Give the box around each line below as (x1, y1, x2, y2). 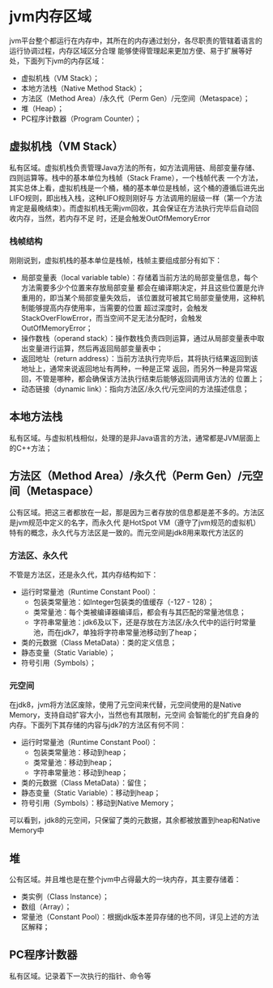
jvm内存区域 (9, 7, 92, 26)
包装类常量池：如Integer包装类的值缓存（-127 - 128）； (32, 597, 215, 607)
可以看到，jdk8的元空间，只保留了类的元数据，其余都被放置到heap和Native (9, 816, 261, 825)
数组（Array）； (20, 902, 72, 912)
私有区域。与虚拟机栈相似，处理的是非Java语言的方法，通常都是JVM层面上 (9, 432, 261, 442)
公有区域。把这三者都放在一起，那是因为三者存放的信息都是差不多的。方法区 (9, 507, 265, 517)
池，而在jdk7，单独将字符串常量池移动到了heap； (32, 627, 199, 637)
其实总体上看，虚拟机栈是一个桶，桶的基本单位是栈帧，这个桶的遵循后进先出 (9, 183, 265, 193)
